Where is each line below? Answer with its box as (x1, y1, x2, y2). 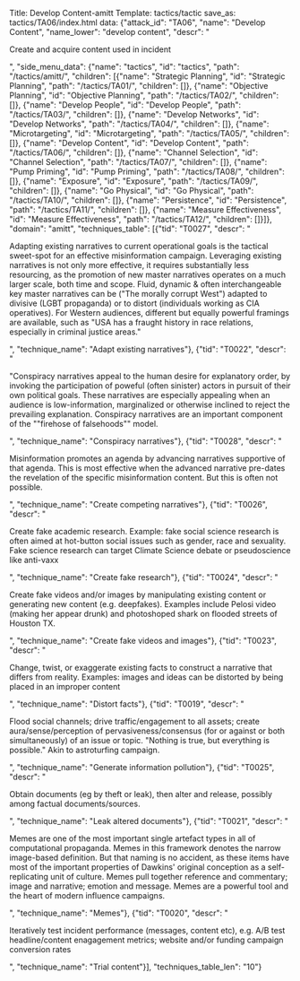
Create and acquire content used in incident (9, 44, 172, 55)
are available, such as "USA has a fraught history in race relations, (9, 317, 253, 327)
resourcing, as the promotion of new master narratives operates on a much (9, 269, 287, 280)
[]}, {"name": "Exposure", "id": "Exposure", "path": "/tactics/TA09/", (9, 176, 258, 187)
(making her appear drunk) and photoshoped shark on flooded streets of (9, 609, 278, 619)
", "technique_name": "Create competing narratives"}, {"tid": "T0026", (9, 499, 269, 509)
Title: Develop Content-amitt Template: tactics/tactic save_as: (9, 8, 236, 18)
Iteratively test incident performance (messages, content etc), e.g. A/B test (9, 925, 286, 935)
